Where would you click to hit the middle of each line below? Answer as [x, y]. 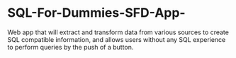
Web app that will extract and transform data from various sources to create [118, 32]
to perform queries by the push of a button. [71, 47]
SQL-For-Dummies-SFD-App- [96, 13]
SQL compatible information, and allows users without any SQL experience [117, 39]
